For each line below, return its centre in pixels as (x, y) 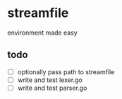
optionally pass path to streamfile (66, 71)
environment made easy (42, 33)
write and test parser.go (52, 88)
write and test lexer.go (50, 80)
